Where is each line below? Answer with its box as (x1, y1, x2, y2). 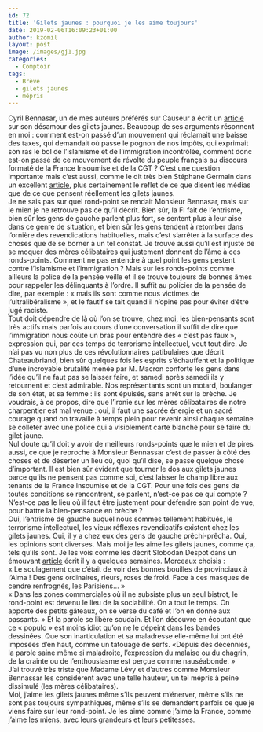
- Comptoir (15, 63, 51, 71)
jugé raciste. (8, 306, 49, 315)
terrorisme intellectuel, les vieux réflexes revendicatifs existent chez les (8, 523, 239, 532)
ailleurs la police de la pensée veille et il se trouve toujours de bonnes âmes (8, 272, 253, 281)
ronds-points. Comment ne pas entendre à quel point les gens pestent (8, 256, 236, 265)
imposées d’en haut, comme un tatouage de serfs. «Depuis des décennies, (8, 640, 250, 649)
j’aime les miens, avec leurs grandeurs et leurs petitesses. (8, 715, 195, 724)
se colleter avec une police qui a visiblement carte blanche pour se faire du (8, 422, 251, 432)
